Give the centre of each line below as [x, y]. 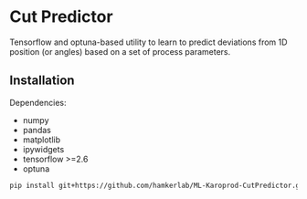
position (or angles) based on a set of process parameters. [120, 51]
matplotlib [42, 140]
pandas [37, 130]
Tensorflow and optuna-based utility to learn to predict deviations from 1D [148, 42]
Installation [42, 81]
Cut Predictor [61, 17]
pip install [32, 185]
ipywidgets [43, 149]
